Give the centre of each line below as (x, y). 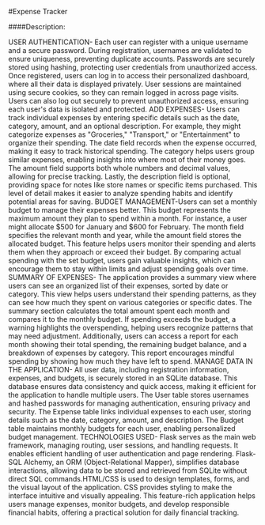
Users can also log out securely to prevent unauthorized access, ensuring (129, 101)
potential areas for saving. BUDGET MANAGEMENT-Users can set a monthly (133, 202)
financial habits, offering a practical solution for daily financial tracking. (124, 512)
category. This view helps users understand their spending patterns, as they (132, 294)
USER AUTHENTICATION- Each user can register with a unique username (128, 42)
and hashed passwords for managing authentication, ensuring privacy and (129, 403)
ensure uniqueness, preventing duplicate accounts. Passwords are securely (132, 59)
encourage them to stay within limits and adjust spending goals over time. (128, 269)
